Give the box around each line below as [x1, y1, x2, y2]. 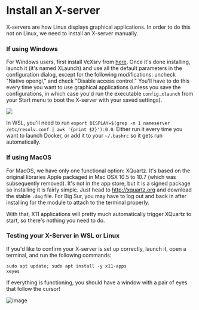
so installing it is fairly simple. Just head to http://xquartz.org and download [6, 186, 192, 193]
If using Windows [6, 44, 58, 53]
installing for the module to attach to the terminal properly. [6, 199, 149, 206]
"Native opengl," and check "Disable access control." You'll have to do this [6, 77, 190, 84]
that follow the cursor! [6, 285, 61, 292]
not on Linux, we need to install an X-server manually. [6, 29, 139, 37]
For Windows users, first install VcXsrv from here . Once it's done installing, [6, 58, 191, 66]
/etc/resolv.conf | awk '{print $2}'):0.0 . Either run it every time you [6, 126, 183, 133]
